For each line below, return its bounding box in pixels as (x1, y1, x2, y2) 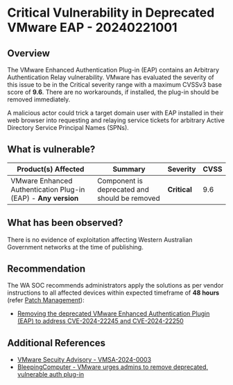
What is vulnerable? (7, 144, 96, 156)
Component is (96, 176, 144, 186)
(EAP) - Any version (10, 193, 79, 203)
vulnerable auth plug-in (17, 370, 85, 379)
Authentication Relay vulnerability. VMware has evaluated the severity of (7, 73, 214, 81)
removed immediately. (7, 95, 71, 104)
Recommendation (7, 263, 85, 275)
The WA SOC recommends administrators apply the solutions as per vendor (7, 281, 224, 290)
